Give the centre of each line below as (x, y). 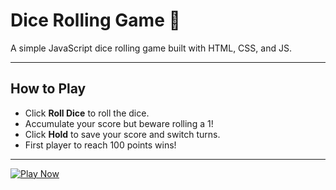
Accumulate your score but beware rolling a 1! (119, 123)
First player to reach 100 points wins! (100, 145)
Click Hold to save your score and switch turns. (122, 134)
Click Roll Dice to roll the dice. (87, 113)
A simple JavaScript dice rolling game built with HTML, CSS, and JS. (151, 48)
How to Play (48, 89)
